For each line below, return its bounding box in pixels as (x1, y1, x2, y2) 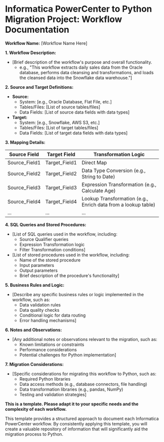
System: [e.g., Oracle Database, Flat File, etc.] (19, 99, 112, 104)
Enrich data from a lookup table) (81, 201, 156, 208)
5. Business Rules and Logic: (5, 282, 64, 288)
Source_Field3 (7, 184, 41, 191)
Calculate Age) (81, 187, 116, 194)
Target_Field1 (45, 159, 77, 166)
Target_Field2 (45, 170, 77, 177)
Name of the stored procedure (19, 257, 81, 263)
